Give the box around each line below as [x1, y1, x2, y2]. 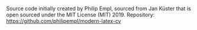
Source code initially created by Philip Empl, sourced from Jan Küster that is [6, 5, 191, 12]
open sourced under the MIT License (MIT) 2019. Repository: [6, 11, 155, 18]
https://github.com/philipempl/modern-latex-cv [6, 18, 121, 24]
